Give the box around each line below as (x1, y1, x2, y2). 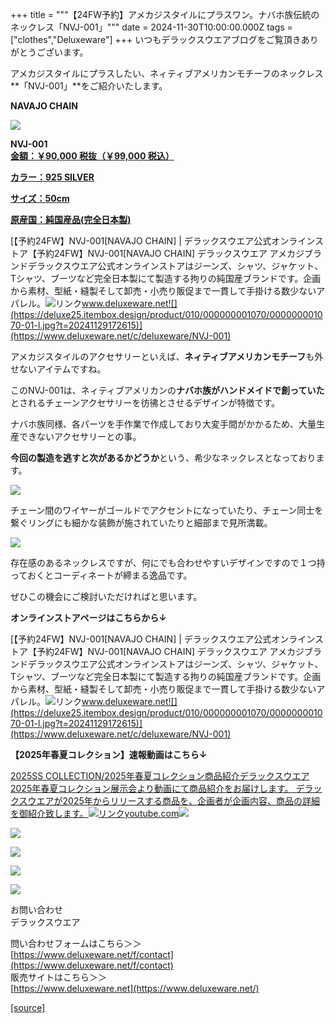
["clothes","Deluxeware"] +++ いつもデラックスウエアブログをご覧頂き (10, 34, 302, 45)
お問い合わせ (10, 904, 63, 915)
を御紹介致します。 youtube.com (10, 808, 180, 819)
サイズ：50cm (10, 193, 70, 204)
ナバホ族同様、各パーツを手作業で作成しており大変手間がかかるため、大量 (10, 418, 317, 430)
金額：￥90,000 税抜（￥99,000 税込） (10, 150, 175, 162)
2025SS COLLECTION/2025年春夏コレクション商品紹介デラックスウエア (10, 770, 310, 782)
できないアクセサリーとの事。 (18, 431, 142, 442)
